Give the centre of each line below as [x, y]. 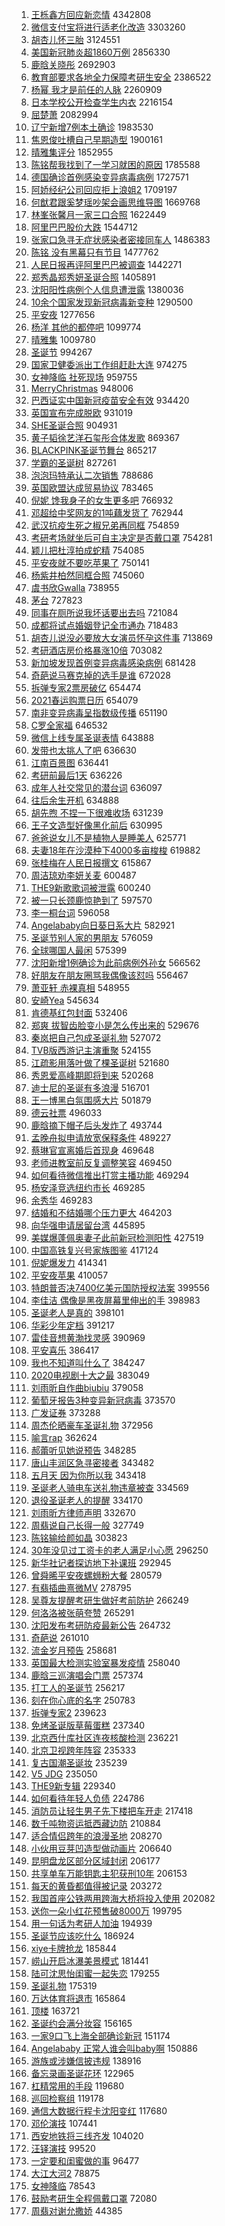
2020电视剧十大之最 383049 [90, 1375]
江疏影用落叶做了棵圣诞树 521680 [100, 1062]
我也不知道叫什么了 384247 [88, 1362]
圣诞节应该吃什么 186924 [82, 1936]
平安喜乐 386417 [65, 1350]
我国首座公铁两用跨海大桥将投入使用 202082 [123, 1898]
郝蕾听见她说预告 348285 [83, 1450]
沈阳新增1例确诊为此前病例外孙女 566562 [115, 962]
